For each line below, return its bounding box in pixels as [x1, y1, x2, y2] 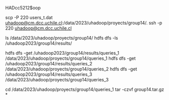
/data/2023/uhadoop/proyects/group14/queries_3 [5, 77, 109, 82]
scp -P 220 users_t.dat [5, 15, 53, 20]
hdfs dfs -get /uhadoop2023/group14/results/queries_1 [5, 50, 119, 56]
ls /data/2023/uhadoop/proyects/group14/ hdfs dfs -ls [5, 35, 118, 41]
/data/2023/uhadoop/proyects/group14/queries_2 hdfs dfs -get [5, 66, 138, 72]
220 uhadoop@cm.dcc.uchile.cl [5, 25, 72, 31]
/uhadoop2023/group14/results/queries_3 [5, 71, 93, 77]
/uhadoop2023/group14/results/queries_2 [5, 61, 93, 66]
